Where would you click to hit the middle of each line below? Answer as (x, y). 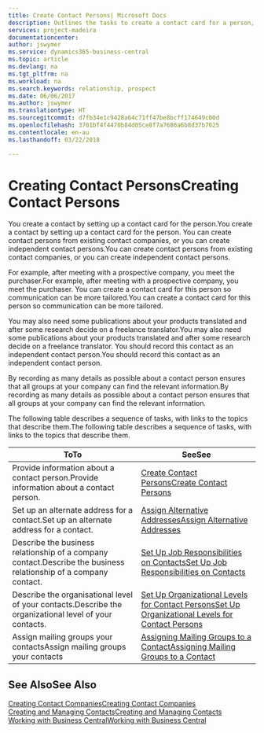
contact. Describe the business (68, 562)
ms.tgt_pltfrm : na (38, 74)
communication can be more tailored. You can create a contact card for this (130, 298)
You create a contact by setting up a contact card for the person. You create (130, 224)
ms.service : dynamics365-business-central (79, 52)
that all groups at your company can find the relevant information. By (119, 387)
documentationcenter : (44, 37)
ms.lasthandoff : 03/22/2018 (54, 140)
